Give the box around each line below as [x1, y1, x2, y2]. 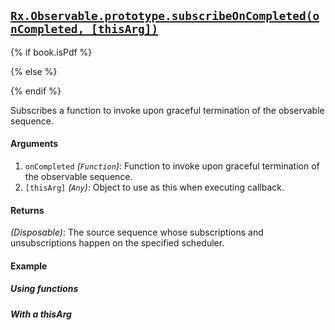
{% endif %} [10, 85, 62, 97]
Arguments [10, 138, 59, 150]
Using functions [10, 283, 79, 295]
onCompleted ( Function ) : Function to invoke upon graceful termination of [24, 160, 320, 172]
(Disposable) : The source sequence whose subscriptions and [10, 226, 264, 239]
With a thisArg [10, 308, 72, 320]
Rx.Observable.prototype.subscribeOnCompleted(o [10, 9, 320, 24]
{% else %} [10, 65, 58, 77]
